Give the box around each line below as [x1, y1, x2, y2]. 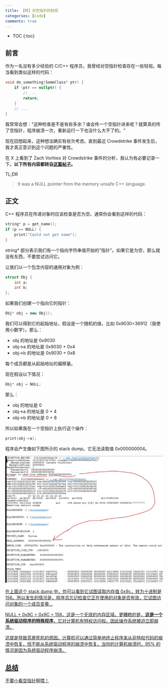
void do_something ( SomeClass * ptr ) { [5, 80, 84, 85]
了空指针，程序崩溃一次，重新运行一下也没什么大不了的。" [5, 128, 126, 134]
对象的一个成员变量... [9, 601, 53, 607]
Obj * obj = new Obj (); [5, 311, 52, 316]
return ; [23, 96, 39, 101]
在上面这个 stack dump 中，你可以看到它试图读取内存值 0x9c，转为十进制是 [5, 588, 162, 594]
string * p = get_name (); [5, 222, 57, 227]
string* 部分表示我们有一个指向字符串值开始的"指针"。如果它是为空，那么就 [5, 247, 160, 253]
